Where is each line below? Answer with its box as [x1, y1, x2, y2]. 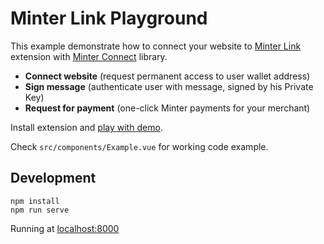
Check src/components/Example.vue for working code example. [10, 140, 269, 152]
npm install [10, 196, 60, 206]
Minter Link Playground [10, 7, 208, 30]
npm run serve [10, 205, 70, 215]
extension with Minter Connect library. [10, 50, 168, 62]
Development [10, 170, 97, 187]
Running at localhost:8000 [10, 222, 120, 234]
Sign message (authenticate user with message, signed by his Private [24, 80, 314, 92]
